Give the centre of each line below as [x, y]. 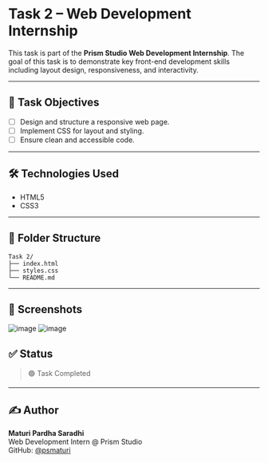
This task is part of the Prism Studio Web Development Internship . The [126, 53]
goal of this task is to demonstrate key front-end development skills [119, 61]
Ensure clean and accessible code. [77, 140]
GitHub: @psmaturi [39, 450]
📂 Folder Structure [55, 238]
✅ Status [31, 353]
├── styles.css [33, 271]
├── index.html [33, 263]
